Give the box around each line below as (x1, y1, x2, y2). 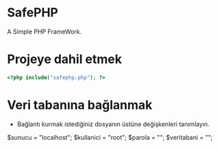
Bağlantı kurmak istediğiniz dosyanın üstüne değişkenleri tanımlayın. (16, 120, 210, 128)
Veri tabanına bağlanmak (7, 97, 153, 112)
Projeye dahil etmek (7, 51, 123, 67)
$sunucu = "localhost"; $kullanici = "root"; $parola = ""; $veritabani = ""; (7, 133, 214, 141)
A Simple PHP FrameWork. (7, 27, 82, 36)
